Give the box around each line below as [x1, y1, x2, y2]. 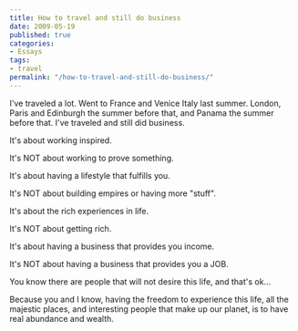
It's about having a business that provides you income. [9, 241, 215, 252]
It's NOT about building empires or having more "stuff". [9, 188, 217, 199]
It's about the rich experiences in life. [9, 205, 149, 216]
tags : [9, 56, 30, 65]
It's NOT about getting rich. [9, 222, 112, 233]
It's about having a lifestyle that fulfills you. [9, 170, 170, 181]
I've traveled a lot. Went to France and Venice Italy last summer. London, [9, 98, 282, 109]
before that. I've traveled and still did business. [9, 117, 185, 128]
